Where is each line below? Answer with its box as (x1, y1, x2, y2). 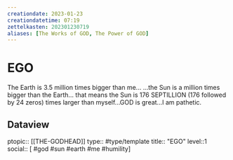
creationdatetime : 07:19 (7, 17, 80, 24)
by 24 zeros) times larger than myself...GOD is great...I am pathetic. (7, 98, 202, 107)
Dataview (7, 119, 50, 131)
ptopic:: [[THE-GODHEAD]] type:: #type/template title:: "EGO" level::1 (7, 138, 207, 145)
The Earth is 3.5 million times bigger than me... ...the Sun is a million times (7, 84, 220, 92)
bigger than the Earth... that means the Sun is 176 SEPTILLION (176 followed (7, 91, 227, 99)
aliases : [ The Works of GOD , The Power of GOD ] (7, 29, 149, 37)
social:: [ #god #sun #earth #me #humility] (7, 145, 131, 153)
